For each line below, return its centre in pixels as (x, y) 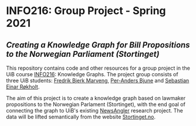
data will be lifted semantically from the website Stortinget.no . (81, 117)
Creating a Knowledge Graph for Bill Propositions (98, 45)
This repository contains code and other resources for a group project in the (98, 68)
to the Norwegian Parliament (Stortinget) (83, 54)
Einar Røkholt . (23, 87)
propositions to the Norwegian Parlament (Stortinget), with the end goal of (96, 104)
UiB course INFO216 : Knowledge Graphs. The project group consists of (92, 74)
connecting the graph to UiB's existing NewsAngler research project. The (94, 110)
